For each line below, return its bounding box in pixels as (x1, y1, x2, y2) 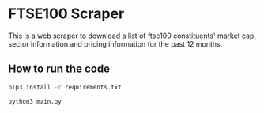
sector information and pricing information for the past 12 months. (8, 39, 223, 48)
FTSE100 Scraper (8, 5, 125, 23)
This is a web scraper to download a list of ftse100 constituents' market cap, (8, 31, 257, 40)
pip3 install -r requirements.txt (8, 83, 123, 91)
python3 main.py (8, 97, 62, 105)
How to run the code (8, 62, 111, 76)
